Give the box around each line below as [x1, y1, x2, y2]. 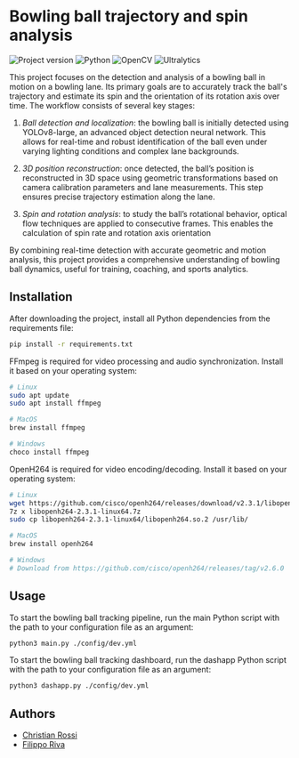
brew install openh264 [9, 540, 93, 549]
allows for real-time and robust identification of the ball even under [21, 136, 268, 147]
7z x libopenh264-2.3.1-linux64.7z [9, 507, 141, 516]
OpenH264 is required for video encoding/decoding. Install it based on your [9, 464, 287, 474]
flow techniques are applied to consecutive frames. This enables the [21, 218, 274, 229]
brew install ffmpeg [9, 423, 86, 432]
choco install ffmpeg [9, 448, 90, 456]
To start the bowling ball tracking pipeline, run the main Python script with [9, 612, 280, 623]
